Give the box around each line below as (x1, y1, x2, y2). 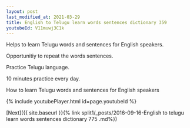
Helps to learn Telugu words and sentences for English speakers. (6, 41, 164, 48)
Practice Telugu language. (6, 64, 69, 71)
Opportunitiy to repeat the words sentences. (6, 52, 114, 59)
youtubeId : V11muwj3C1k (6, 25, 65, 31)
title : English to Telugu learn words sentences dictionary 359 (6, 19, 167, 25)
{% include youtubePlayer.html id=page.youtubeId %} (6, 98, 137, 105)
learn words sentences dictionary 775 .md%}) (6, 116, 118, 123)
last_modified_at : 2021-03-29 (6, 14, 81, 20)
